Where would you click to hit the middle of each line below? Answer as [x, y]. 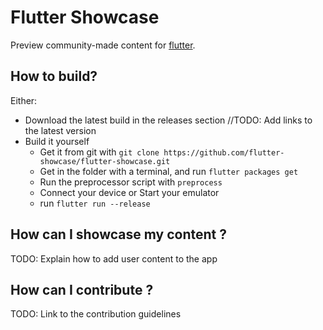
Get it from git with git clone [99, 152]
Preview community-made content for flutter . [103, 45]
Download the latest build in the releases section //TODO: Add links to [168, 120]
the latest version [60, 130]
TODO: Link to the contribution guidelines [96, 314]
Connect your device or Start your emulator [129, 192]
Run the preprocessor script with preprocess [131, 182]
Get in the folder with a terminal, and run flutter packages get [169, 171]
